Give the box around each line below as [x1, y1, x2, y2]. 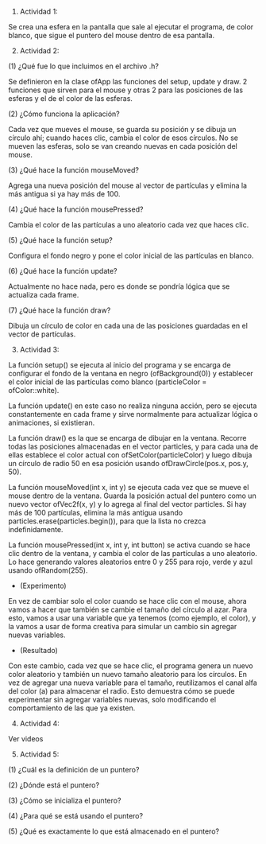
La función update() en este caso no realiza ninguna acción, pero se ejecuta [8, 401, 257, 410]
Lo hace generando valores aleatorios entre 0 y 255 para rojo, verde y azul [8, 557, 253, 566]
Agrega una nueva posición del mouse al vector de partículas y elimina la [8, 181, 248, 190]
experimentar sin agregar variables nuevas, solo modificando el [8, 695, 217, 704]
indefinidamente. [8, 525, 64, 534]
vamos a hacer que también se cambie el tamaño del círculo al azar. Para [8, 605, 248, 614]
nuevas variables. [8, 630, 66, 640]
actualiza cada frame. [8, 290, 79, 299]
